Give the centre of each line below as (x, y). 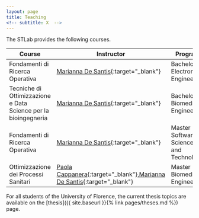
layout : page (22, 12)
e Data (18, 103)
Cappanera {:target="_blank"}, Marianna (111, 174)
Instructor (111, 54)
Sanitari (20, 182)
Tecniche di (25, 88)
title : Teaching (26, 17)
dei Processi (26, 174)
